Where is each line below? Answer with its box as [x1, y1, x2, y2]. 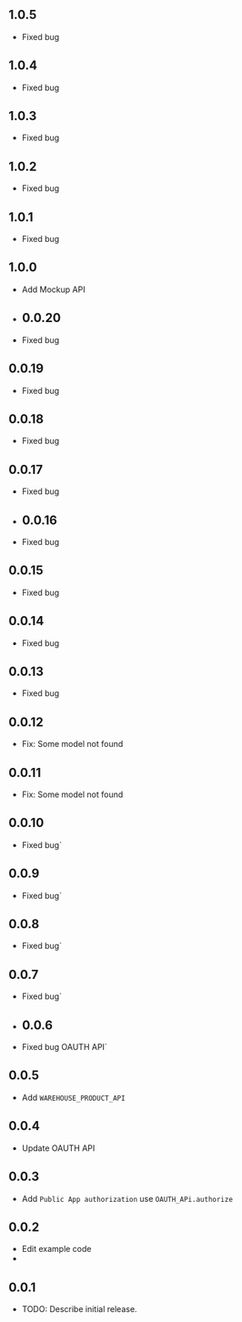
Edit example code [21, 1244, 92, 1255]
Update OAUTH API [21, 1142, 96, 1154]
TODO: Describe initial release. [21, 1304, 137, 1315]
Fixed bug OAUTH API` [21, 1042, 108, 1053]
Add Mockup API [21, 284, 86, 295]
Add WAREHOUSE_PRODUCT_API [21, 1092, 126, 1103]
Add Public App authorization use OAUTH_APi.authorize [21, 1193, 234, 1204]
